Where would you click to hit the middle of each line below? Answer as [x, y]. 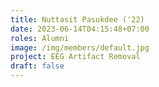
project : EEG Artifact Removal [75, 57]
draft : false [37, 66]
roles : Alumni [40, 38]
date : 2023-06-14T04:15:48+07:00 [80, 29]
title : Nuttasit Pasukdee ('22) [77, 19]
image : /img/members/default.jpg [80, 47]
